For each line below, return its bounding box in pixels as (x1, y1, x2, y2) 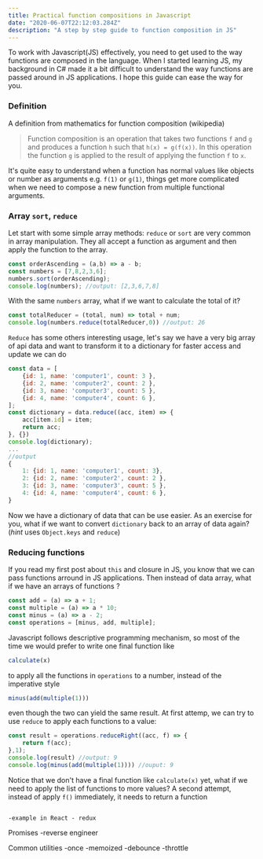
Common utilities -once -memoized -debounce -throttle (8, 842, 188, 853)
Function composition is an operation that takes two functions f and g (27, 134, 253, 143)
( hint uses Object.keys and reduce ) (8, 527, 121, 537)
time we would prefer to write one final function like (8, 641, 175, 651)
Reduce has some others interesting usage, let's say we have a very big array (8, 333, 256, 343)
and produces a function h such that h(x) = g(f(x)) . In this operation (27, 142, 252, 152)
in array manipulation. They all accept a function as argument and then (8, 237, 237, 246)
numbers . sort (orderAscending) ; (8, 274, 111, 283)
